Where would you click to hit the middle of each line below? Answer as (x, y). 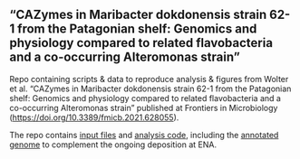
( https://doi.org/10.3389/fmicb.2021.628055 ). (94, 117)
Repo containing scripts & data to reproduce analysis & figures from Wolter (149, 79)
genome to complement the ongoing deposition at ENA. (113, 145)
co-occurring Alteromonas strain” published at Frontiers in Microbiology (144, 108)
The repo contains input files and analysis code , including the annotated (144, 135)
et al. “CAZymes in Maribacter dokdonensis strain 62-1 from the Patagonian (150, 89)
